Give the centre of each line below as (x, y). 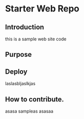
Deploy (16, 71)
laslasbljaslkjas (20, 84)
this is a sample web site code (36, 39)
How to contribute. (35, 99)
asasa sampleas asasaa (29, 111)
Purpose (19, 55)
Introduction (25, 27)
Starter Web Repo (42, 9)
